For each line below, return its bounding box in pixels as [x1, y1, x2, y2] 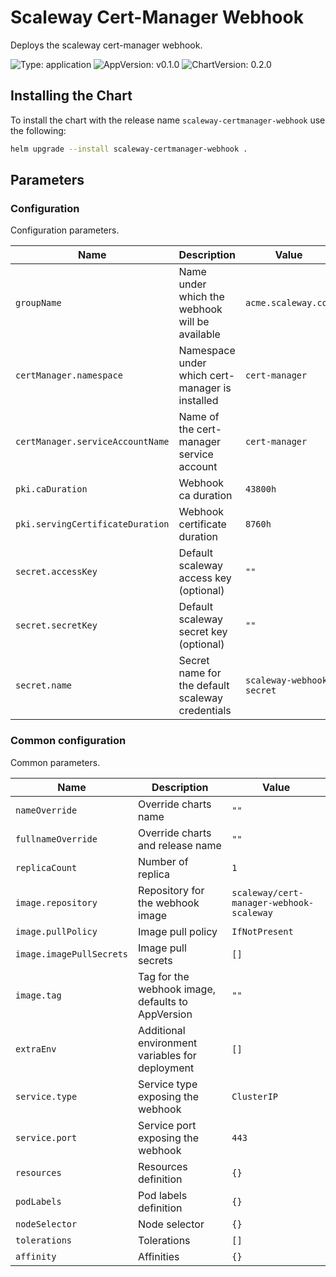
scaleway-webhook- [244, 675, 333, 686]
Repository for [138, 883, 205, 897]
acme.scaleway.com [244, 297, 333, 309]
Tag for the [138, 969, 190, 983]
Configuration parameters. [10, 224, 120, 236]
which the [178, 290, 225, 304]
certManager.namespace [15, 370, 123, 381]
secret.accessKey [15, 566, 98, 578]
